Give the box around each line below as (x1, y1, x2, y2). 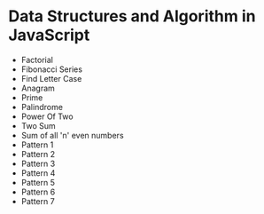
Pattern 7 (20, 195, 55, 206)
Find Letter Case (20, 73, 82, 83)
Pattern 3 (20, 158, 56, 169)
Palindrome (20, 101, 64, 112)
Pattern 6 (20, 186, 56, 197)
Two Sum (20, 120, 57, 131)
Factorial (20, 54, 54, 65)
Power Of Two (20, 111, 74, 122)
